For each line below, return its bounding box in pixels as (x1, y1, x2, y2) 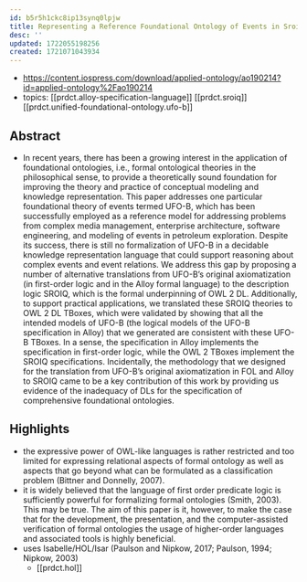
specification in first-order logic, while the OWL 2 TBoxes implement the (22, 346, 295, 357)
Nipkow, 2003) (22, 552, 79, 563)
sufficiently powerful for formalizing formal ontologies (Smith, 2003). (22, 494, 281, 505)
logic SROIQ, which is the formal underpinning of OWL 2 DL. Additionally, (22, 288, 298, 299)
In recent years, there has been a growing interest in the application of (22, 152, 288, 163)
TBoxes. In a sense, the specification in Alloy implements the (30, 336, 259, 347)
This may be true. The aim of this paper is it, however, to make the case (22, 503, 292, 514)
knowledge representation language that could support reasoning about (22, 249, 294, 260)
